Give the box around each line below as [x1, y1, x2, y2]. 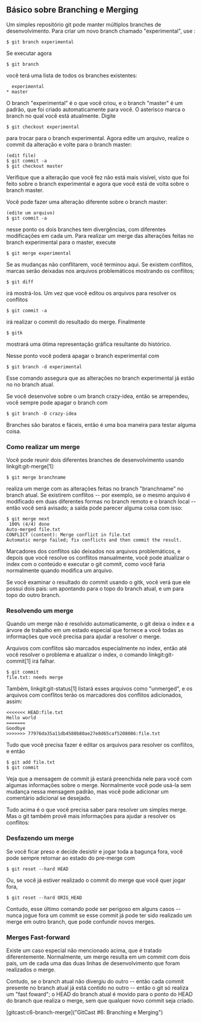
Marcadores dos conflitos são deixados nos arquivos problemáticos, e [6, 548, 181, 555]
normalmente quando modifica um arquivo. [6, 567, 113, 574]
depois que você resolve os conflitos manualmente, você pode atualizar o [6, 554, 190, 561]
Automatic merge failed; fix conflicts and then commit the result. [6, 537, 182, 543]
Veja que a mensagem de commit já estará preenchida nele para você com [6, 775, 192, 782]
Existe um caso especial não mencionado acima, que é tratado [6, 947, 162, 954]
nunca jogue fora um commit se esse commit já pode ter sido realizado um [6, 912, 192, 919]
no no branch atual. [6, 380, 55, 388]
